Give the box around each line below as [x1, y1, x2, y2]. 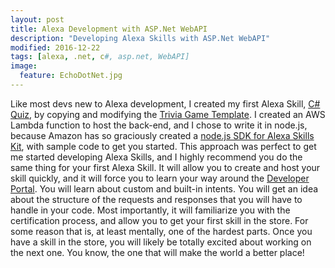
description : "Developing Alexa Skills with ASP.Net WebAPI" [10, 33, 271, 43]
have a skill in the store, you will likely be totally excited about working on [10, 236, 312, 248]
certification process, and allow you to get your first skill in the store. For [10, 214, 309, 226]
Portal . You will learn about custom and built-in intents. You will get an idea [10, 182, 319, 195]
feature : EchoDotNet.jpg [19, 71, 123, 81]
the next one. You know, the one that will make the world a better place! [10, 246, 305, 258]
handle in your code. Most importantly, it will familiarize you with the [10, 204, 291, 216]
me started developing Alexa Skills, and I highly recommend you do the [10, 151, 303, 163]
